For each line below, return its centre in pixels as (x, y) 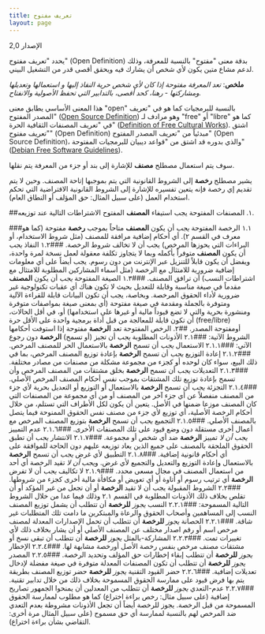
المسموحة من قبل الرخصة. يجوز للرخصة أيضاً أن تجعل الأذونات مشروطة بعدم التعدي (132, 605)
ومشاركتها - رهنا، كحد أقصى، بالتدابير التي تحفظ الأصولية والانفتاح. (105, 92)
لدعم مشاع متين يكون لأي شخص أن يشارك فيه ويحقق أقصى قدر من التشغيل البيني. (131, 69)
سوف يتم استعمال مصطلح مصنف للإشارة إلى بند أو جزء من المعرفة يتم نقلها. (122, 165)
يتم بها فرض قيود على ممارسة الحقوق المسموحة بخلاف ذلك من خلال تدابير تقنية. (127, 580)
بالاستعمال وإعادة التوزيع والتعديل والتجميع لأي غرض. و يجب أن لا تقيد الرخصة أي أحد (131, 462)
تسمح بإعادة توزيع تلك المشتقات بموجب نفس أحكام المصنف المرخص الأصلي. (122, 379)
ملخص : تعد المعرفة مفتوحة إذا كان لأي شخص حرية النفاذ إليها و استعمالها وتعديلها (127, 84)
